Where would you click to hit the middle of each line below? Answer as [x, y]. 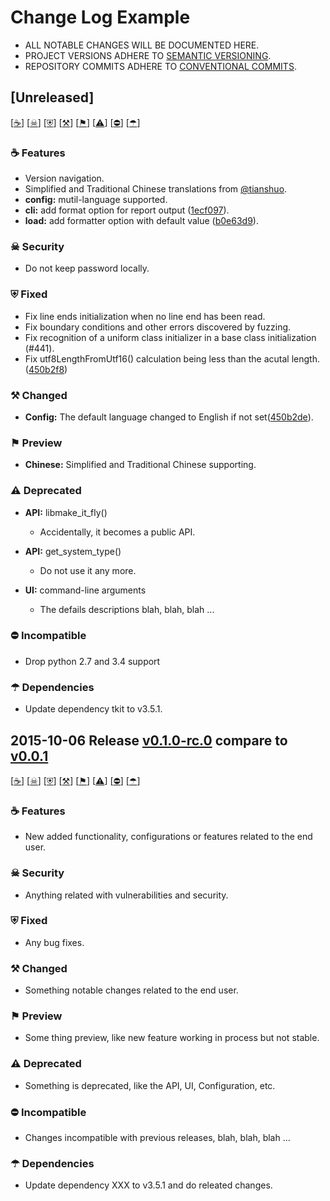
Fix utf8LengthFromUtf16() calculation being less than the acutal [157, 358]
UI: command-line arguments [85, 590]
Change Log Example [100, 17]
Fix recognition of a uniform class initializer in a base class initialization [170, 337]
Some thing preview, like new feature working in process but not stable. [172, 1038]
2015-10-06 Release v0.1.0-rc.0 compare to [149, 740]
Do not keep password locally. [87, 268]
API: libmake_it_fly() [66, 512]
